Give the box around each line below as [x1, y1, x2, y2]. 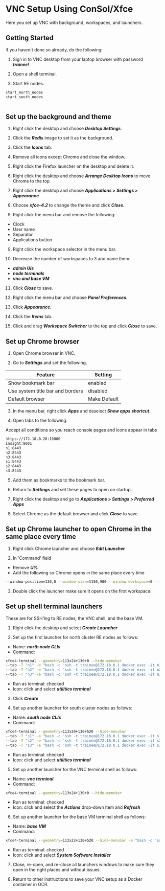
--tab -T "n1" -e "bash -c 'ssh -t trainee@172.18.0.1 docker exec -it [5, 663, 155, 668]
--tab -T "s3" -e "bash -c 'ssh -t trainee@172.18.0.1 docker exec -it [5, 743, 155, 748]
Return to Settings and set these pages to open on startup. [12, 487, 132, 492]
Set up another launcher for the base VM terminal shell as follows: [12, 814, 146, 820]
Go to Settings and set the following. [12, 360, 87, 366]
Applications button [12, 237, 52, 243]
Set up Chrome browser [5, 337, 80, 345]
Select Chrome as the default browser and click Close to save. [12, 511, 139, 517]
